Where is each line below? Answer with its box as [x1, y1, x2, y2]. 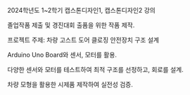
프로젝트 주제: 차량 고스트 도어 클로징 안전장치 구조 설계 [7, 36, 160, 44]
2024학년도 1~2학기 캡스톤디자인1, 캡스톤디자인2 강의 [7, 6, 156, 14]
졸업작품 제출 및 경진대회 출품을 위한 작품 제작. [7, 21, 135, 29]
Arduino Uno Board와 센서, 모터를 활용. [7, 51, 118, 59]
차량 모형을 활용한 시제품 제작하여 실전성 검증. [7, 80, 134, 89]
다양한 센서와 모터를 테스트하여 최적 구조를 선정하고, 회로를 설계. [7, 66, 184, 73]
